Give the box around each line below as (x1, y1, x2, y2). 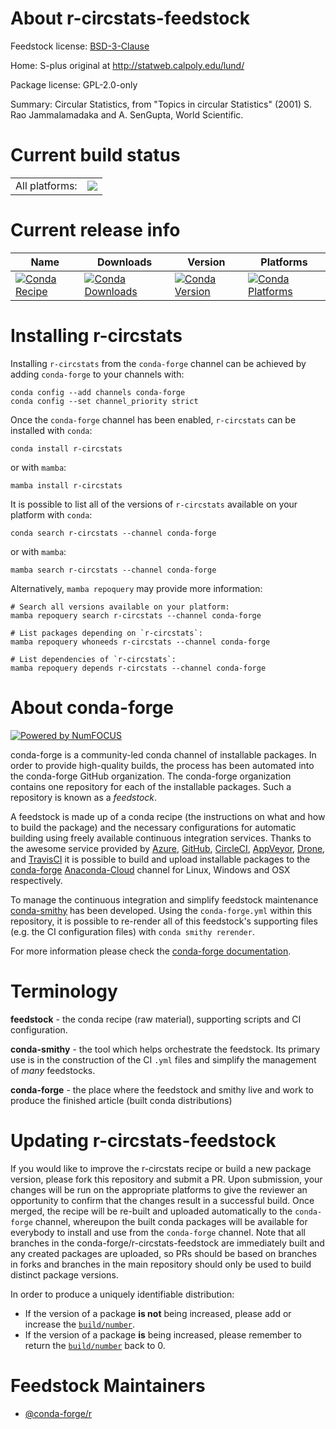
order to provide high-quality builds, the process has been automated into (10, 759, 315, 771)
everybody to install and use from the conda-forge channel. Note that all (10, 1226, 306, 1238)
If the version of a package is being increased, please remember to (24, 1328, 302, 1341)
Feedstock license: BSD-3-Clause (10, 40, 150, 52)
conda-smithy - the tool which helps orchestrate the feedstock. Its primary (10, 1043, 321, 1055)
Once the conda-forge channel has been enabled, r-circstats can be (10, 413, 297, 426)
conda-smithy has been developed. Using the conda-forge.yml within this (10, 904, 313, 916)
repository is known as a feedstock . (10, 791, 158, 803)
